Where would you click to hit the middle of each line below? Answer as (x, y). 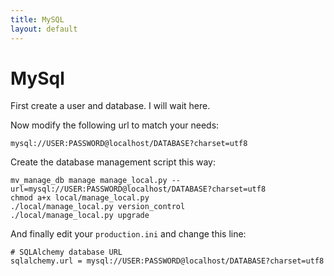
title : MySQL (37, 19)
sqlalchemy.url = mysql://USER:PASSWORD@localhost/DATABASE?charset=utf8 (167, 261)
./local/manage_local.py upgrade (80, 216)
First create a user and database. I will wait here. (110, 106)
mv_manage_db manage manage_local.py (89, 181)
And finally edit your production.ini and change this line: (128, 234)
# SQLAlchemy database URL (66, 252)
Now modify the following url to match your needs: (115, 125)
